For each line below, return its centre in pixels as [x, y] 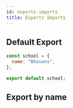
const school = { [28, 56]
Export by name [37, 97]
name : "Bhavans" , [33, 62]
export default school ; [36, 78]
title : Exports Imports [36, 18]
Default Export [34, 42]
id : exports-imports [32, 12]
